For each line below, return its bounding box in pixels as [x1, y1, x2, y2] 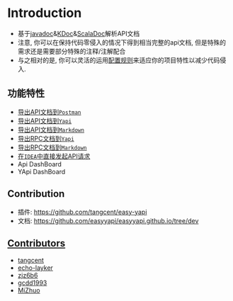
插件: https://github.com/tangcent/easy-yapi [17, 208, 147, 216]
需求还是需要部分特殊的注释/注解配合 [17, 47, 126, 55]
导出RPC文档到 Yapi [17, 134, 74, 142]
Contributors [7, 237, 66, 249]
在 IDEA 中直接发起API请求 [17, 152, 91, 160]
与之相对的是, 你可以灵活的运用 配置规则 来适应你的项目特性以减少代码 [17, 55, 220, 64]
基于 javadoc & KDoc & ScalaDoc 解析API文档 [17, 29, 140, 38]
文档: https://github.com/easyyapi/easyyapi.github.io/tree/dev [17, 216, 199, 225]
